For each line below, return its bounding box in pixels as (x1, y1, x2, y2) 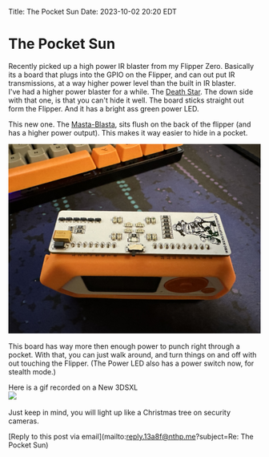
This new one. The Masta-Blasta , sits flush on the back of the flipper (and (8, 119, 251, 129)
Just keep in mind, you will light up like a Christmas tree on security (8, 407, 231, 417)
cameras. (8, 416, 39, 426)
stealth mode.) (8, 366, 56, 376)
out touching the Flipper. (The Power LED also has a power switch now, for (8, 358, 255, 368)
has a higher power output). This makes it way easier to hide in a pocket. (8, 127, 248, 137)
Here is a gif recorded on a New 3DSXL (8, 382, 139, 392)
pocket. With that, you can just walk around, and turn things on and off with (8, 350, 257, 359)
